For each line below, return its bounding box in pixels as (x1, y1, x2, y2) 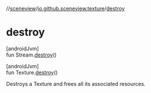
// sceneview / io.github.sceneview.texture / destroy (6, 5, 125, 12)
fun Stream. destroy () (6, 51, 57, 58)
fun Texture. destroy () (6, 69, 58, 76)
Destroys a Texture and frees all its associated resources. (6, 80, 146, 87)
